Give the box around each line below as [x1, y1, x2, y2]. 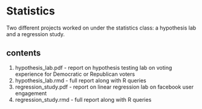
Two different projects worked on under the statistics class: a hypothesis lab [6, 24, 197, 31]
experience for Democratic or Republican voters [15, 70, 135, 78]
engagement [15, 89, 47, 97]
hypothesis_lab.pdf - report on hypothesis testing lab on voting [15, 64, 172, 71]
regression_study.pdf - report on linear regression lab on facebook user [15, 83, 194, 90]
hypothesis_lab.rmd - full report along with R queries [15, 76, 146, 84]
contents [6, 48, 41, 58]
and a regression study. [6, 30, 65, 37]
